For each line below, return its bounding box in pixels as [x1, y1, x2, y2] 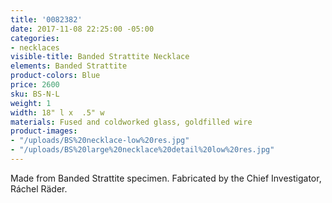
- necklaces [10, 42, 60, 53]
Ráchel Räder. [10, 182, 68, 195]
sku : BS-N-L [10, 89, 60, 99]
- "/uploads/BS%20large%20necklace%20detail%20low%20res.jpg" [10, 145, 275, 155]
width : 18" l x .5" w [10, 107, 105, 118]
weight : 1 [10, 98, 52, 108]
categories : [10, 33, 60, 43]
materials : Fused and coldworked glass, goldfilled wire [10, 117, 253, 127]
